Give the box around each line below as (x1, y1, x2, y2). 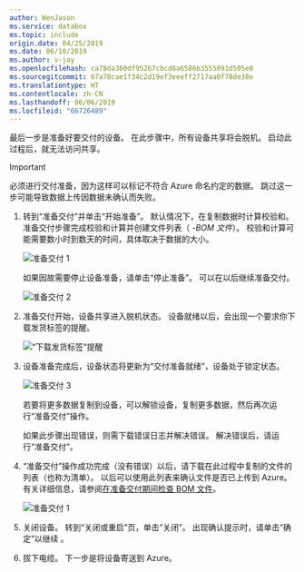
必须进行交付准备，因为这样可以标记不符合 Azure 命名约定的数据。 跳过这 (9, 181, 285, 192)
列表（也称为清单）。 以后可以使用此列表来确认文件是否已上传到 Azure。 (22, 472, 292, 483)
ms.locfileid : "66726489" (9, 106, 107, 115)
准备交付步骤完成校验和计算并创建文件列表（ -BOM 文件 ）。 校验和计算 (22, 222, 287, 233)
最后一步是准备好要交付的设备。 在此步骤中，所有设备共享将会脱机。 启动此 (9, 133, 292, 143)
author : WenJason (9, 13, 75, 23)
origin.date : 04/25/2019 (9, 38, 103, 48)
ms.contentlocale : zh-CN (9, 89, 103, 98)
